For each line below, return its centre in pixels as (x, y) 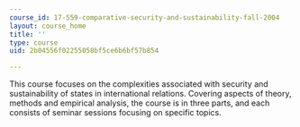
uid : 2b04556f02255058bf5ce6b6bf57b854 (84, 51)
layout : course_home (48, 26)
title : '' (28, 34)
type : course (34, 42)
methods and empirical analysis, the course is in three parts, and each (140, 103)
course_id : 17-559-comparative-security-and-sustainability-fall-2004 (145, 17)
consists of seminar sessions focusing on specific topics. (116, 113)
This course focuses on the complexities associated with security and (139, 84)
